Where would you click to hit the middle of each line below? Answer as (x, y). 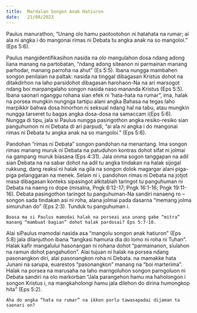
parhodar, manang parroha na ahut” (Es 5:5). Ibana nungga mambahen (92, 70)
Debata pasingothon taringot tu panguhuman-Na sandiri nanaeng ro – (101, 194)
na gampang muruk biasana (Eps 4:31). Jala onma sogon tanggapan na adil (97, 156)
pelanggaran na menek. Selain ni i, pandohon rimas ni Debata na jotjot (103, 175)
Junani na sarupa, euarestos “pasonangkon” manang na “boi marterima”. (94, 264)
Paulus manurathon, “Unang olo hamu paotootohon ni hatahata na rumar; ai (98, 33)
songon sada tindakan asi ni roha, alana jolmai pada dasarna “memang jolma (99, 200)
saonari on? (21, 305)
